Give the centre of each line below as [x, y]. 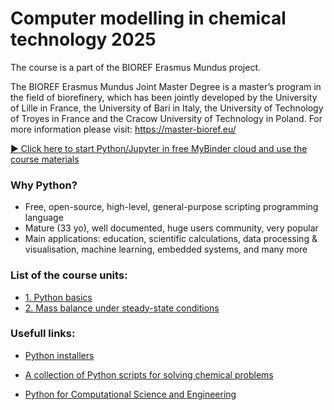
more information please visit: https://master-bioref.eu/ [123, 129]
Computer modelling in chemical [148, 18]
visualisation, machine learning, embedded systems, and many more [166, 249]
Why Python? [44, 185]
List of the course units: [69, 275]
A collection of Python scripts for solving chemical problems [149, 374]
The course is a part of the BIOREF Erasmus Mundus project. [136, 67]
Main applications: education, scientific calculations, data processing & [171, 239]
